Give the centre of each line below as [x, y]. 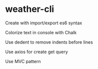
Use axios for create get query [37, 52]
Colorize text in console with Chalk [41, 32]
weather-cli [30, 9]
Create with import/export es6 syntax [44, 23]
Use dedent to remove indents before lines [49, 42]
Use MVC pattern [23, 61]
